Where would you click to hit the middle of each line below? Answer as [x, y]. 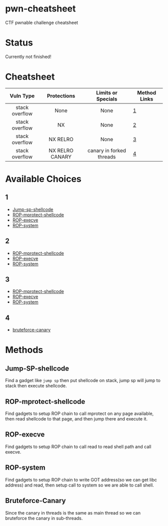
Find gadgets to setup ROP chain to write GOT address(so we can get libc [81, 479]
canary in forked [107, 150]
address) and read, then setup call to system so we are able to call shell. [79, 485]
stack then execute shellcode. [36, 386]
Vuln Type [22, 95]
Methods [24, 350]
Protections [61, 95]
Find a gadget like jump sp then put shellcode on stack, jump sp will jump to [83, 380]
